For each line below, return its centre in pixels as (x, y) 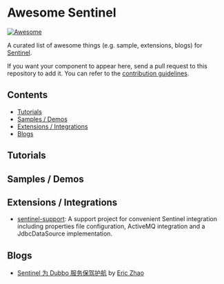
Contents (28, 95)
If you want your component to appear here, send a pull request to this (108, 66)
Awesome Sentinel (62, 13)
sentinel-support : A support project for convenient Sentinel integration (117, 219)
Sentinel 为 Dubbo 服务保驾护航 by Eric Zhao (81, 273)
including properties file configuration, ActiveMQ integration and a (111, 227)
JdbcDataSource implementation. (64, 234)
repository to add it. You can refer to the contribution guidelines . (98, 73)
